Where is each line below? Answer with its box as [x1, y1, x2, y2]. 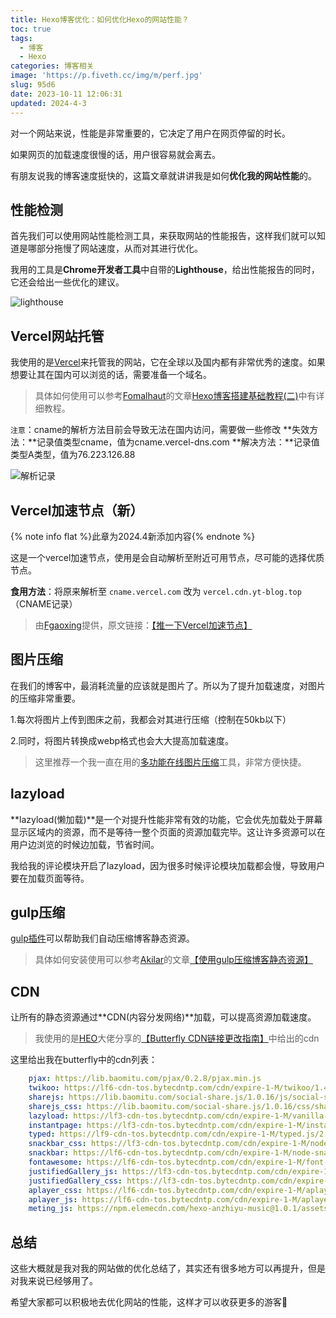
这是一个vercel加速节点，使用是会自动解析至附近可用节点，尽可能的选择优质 [10, 551, 325, 563]
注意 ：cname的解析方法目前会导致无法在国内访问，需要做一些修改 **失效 [10, 424, 310, 436]
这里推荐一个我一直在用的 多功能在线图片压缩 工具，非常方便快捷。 [34, 756, 307, 768]
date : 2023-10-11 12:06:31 [10, 89, 123, 99]
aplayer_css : [28, 1185, 83, 1195]
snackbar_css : [28, 1139, 87, 1149]
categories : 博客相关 [10, 61, 95, 71]
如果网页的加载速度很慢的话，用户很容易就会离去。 [10, 148, 221, 160]
